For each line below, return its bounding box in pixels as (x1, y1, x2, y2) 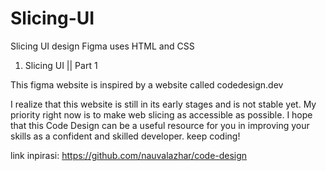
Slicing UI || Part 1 (24, 59, 98, 71)
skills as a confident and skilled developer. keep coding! (10, 130, 241, 142)
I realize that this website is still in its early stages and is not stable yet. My (10, 98, 317, 110)
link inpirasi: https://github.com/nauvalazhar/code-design (10, 149, 248, 161)
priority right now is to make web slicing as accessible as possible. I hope (10, 108, 313, 121)
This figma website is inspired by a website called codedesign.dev (10, 78, 284, 91)
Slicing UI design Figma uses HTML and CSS (10, 40, 195, 52)
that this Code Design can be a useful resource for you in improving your (10, 119, 310, 131)
